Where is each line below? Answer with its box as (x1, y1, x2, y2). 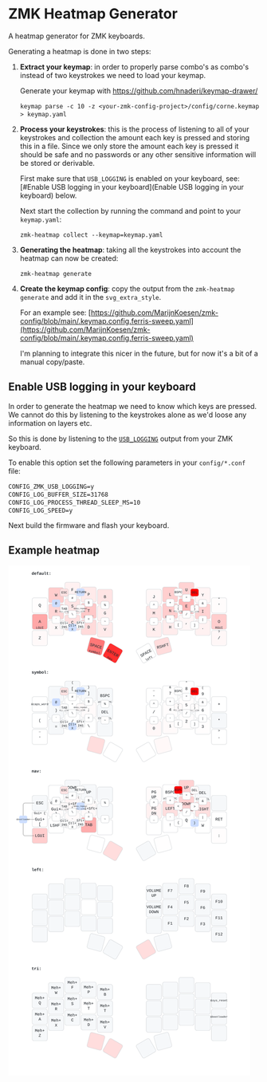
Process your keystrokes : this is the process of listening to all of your (19, 124, 249, 134)
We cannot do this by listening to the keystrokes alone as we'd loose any (8, 410, 247, 419)
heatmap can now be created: (19, 253, 119, 263)
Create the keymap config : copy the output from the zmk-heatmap (19, 284, 235, 293)
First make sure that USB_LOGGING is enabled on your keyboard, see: (19, 173, 241, 183)
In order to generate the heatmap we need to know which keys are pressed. (8, 401, 257, 411)
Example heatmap (8, 544, 100, 557)
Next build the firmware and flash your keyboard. (8, 520, 170, 530)
